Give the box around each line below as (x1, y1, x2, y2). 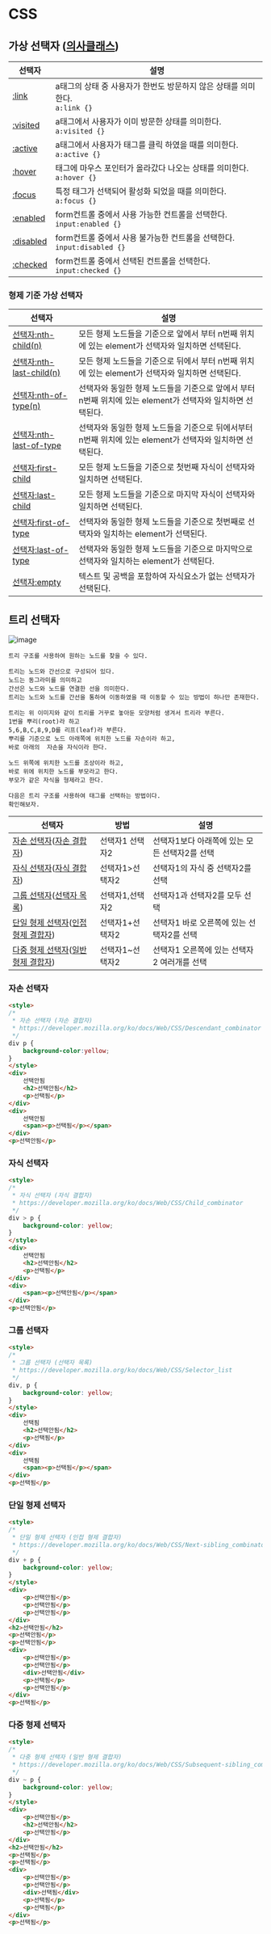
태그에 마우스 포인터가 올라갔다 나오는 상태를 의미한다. (55, 162, 249, 174)
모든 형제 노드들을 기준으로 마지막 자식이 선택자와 (78, 489, 256, 500)
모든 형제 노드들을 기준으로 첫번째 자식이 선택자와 (78, 461, 256, 473)
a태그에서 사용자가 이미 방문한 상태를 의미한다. (55, 116, 222, 127)
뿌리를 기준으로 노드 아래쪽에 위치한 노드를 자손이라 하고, (8, 735, 176, 744)
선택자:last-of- (12, 545, 69, 556)
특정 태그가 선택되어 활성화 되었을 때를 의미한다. (55, 186, 227, 196)
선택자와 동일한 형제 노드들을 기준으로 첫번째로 (78, 516, 246, 528)
